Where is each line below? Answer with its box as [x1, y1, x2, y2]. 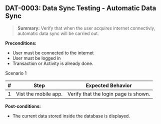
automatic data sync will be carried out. [17, 30, 99, 36]
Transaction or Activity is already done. [12, 60, 93, 66]
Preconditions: [5, 40, 36, 46]
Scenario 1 [5, 70, 27, 76]
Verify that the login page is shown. [67, 90, 150, 97]
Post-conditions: [5, 103, 41, 109]
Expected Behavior [85, 82, 132, 89]
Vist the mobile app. [15, 90, 63, 97]
